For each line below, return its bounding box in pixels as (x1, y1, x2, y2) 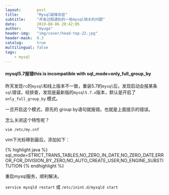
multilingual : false (5, 45, 49, 50)
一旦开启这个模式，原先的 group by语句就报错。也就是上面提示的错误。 (5, 106, 153, 112)
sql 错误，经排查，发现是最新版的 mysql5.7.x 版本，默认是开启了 (5, 89, 136, 95)
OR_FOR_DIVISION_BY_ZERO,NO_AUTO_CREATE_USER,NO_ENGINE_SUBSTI (5, 157, 164, 163)
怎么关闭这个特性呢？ (5, 117, 49, 123)
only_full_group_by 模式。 (5, 95, 60, 102)
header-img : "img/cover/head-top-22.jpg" (5, 31, 98, 36)
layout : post (5, 7, 46, 13)
